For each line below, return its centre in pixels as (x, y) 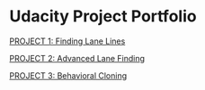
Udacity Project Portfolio (103, 16)
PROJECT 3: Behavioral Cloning (68, 75)
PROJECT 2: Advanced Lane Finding (77, 58)
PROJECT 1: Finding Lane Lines (67, 41)
